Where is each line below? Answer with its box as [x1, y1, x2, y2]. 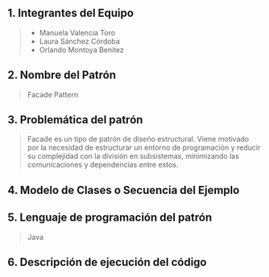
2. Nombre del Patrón [7, 68, 117, 82]
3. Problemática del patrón [7, 113, 143, 127]
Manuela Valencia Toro [39, 27, 116, 37]
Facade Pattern [27, 89, 78, 99]
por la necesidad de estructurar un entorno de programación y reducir [27, 143, 261, 152]
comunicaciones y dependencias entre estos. [27, 160, 179, 170]
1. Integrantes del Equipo [7, 6, 134, 20]
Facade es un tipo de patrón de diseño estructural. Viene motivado [27, 134, 250, 144]
